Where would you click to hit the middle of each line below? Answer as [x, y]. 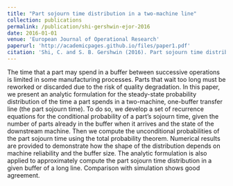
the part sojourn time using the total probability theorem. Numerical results [114, 138]
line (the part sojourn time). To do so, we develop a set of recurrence [106, 109]
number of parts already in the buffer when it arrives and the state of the [111, 124]
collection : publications [44, 20]
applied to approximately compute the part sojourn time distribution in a [110, 160]
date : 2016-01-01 [32, 33]
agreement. [24, 175]
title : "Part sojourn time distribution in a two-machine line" [102, 14]
